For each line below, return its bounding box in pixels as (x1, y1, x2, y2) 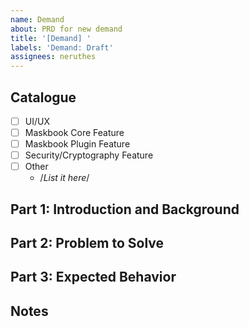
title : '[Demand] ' (10, 33, 92, 43)
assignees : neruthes (10, 52, 97, 62)
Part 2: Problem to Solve (10, 235, 165, 252)
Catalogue (10, 89, 77, 106)
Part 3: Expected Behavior (10, 269, 177, 286)
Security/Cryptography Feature (24, 149, 154, 161)
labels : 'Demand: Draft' (10, 42, 114, 53)
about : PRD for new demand (10, 24, 123, 34)
